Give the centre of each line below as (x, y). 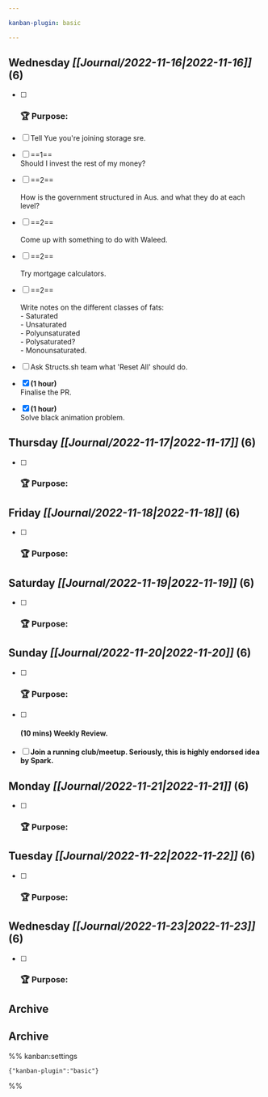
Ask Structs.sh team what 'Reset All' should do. (109, 367)
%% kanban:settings (43, 1056)
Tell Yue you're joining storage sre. (88, 137)
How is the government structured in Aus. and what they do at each (132, 197)
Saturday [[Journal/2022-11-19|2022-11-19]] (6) (132, 583)
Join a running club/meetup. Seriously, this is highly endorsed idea (145, 752)
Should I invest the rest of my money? (83, 163)
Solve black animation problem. (72, 417)
